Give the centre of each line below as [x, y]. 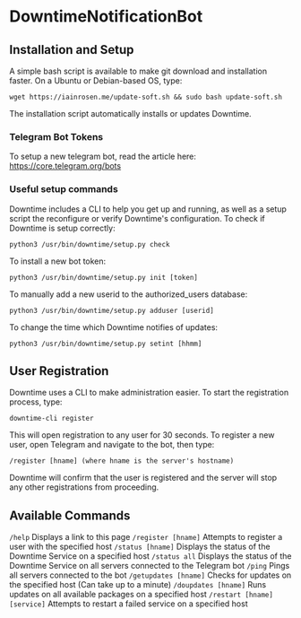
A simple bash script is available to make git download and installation [138, 71]
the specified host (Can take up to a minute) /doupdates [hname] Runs [138, 585]
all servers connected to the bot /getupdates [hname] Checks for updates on [150, 575]
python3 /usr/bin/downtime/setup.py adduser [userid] [112, 310]
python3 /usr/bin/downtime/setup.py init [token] [104, 277]
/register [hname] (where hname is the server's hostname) [122, 461]
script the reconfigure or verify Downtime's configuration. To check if [138, 218]
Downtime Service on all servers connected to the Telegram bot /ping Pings [150, 566]
